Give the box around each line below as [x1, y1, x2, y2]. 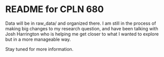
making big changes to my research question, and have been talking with [5, 25, 158, 31]
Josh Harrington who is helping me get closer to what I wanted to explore [5, 31, 159, 37]
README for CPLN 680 [5, 4, 104, 15]
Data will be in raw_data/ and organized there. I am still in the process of [5, 20, 156, 26]
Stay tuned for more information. [5, 46, 74, 52]
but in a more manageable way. [5, 36, 71, 42]
